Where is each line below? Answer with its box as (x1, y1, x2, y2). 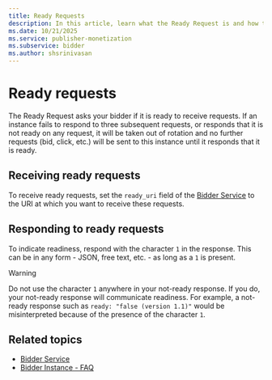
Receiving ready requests (8, 169, 141, 183)
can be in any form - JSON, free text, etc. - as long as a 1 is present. (8, 252, 236, 262)
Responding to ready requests (8, 222, 164, 236)
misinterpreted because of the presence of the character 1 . (8, 309, 206, 319)
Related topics (8, 332, 83, 346)
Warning (8, 268, 36, 277)
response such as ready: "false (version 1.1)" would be (29, 301, 225, 310)
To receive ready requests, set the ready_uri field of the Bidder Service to (8, 190, 255, 200)
